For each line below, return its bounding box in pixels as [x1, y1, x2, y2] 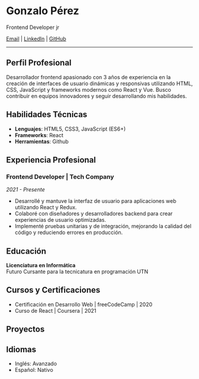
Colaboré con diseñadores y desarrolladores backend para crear [14, 210, 173, 217]
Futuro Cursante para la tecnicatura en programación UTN [6, 268, 149, 276]
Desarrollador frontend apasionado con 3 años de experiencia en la [6, 73, 171, 80]
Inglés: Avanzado [14, 360, 57, 367]
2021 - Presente [6, 186, 46, 193]
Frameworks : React [14, 131, 63, 138]
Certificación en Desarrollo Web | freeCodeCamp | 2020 [14, 300, 153, 308]
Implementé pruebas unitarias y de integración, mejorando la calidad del [14, 223, 191, 230]
